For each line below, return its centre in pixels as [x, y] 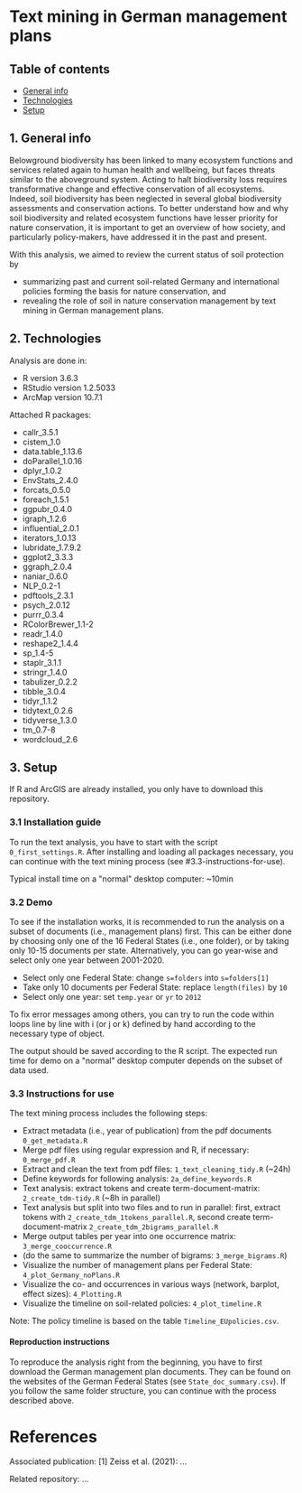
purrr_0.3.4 [43, 614]
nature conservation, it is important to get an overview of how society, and [147, 227]
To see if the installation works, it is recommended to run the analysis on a [147, 922]
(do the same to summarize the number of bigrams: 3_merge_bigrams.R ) [155, 1255]
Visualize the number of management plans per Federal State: [137, 1265]
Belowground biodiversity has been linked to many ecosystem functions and [151, 160]
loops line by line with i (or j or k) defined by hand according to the [133, 1024]
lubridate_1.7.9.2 [52, 547]
